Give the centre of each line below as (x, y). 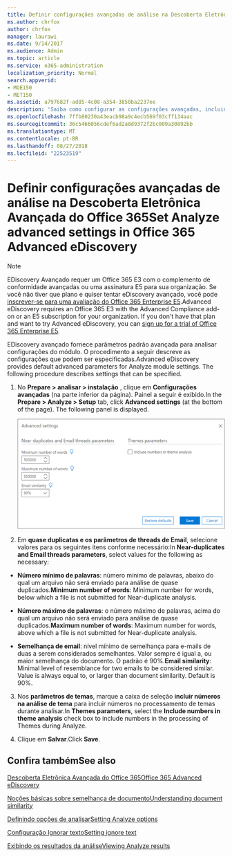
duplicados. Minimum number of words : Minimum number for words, (115, 590)
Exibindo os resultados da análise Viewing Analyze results (89, 846)
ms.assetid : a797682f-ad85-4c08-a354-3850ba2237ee (81, 102)
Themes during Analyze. (52, 726)
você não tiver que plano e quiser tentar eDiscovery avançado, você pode (113, 295)
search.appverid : (32, 80)
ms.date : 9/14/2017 (35, 44)
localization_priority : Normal (52, 73)
